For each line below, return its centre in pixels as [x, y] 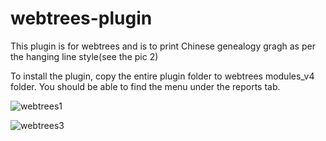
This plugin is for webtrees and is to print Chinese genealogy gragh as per [163, 46]
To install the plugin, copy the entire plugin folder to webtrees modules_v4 [162, 76]
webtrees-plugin [81, 18]
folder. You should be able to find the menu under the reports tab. [145, 86]
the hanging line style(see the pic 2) [84, 56]
